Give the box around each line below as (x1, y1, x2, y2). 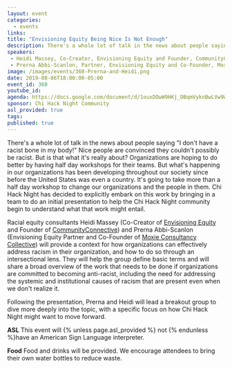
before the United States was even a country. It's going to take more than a (7, 175, 221, 183)
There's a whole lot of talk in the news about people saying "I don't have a (7, 138, 218, 147)
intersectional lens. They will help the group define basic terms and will (7, 255, 209, 263)
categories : (7, 17, 41, 24)
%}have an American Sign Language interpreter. (7, 333, 145, 341)
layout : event (7, 10, 48, 17)
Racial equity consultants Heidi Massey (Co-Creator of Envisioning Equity (7, 218, 216, 226)
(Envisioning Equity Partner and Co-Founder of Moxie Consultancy (7, 232, 197, 241)
